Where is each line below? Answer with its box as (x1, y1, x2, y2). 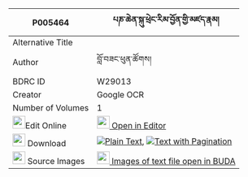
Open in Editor (111, 120, 167, 131)
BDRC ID (12, 76, 46, 87)
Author (12, 56, 39, 67)
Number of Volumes (12, 102, 89, 113)
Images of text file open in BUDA (111, 156, 236, 166)
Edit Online (25, 120, 67, 131)
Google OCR (96, 89, 145, 100)
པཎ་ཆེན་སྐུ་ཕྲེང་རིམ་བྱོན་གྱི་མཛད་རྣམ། (112, 14, 220, 25)
